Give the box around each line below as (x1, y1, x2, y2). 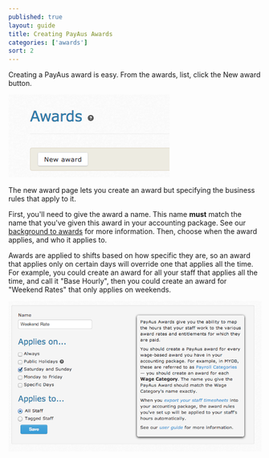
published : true (8, 13, 63, 21)
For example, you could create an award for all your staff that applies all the (8, 268, 259, 277)
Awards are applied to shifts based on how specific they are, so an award (8, 251, 251, 260)
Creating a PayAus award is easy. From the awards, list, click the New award (8, 70, 261, 80)
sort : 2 (8, 47, 35, 55)
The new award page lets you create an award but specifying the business (8, 186, 255, 195)
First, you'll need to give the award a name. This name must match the (8, 210, 243, 219)
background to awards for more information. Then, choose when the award (8, 227, 258, 236)
